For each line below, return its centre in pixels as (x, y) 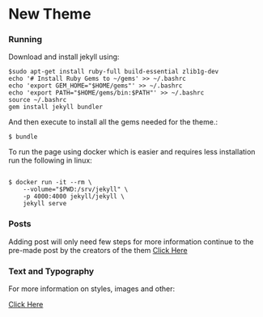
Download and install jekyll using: (64, 57)
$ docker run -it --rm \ (50, 183)
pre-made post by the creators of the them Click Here (98, 250)
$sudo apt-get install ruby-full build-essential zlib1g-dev (114, 72)
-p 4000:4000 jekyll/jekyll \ (74, 197)
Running (25, 40)
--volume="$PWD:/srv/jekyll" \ (76, 190)
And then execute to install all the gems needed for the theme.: (113, 122)
